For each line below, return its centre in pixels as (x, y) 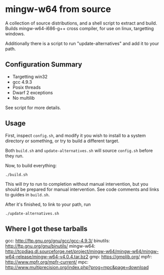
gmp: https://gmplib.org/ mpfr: (121, 257)
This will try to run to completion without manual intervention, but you (77, 184)
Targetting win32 (30, 77)
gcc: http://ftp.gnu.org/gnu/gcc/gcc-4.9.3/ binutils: (57, 241)
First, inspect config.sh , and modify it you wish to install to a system (75, 135)
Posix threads (26, 87)
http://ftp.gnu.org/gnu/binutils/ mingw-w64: (50, 246)
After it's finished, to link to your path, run (48, 204)
